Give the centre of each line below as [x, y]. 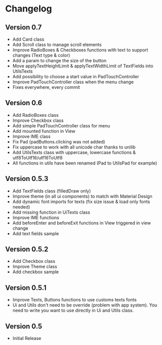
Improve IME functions [36, 217]
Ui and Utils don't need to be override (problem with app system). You [85, 305]
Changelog [29, 9]
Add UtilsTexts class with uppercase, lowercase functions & [74, 152]
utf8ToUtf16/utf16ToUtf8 [37, 157]
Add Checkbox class [34, 261]
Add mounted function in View [44, 131]
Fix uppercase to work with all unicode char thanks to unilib [74, 147]
